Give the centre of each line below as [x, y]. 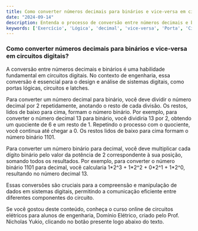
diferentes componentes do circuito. [50, 197]
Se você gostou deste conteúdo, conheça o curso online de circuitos [90, 209]
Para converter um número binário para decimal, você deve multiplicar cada [98, 148]
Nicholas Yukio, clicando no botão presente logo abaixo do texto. [85, 222]
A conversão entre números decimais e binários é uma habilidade [85, 69]
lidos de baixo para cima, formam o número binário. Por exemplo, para [92, 112]
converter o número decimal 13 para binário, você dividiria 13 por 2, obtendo [99, 118]
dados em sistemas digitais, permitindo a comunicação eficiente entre [91, 191]
